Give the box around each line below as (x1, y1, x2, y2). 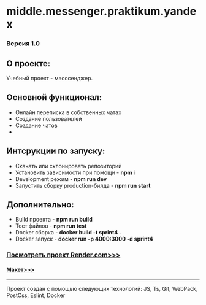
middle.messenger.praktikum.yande (6, 4, 197, 18)
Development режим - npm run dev (15, 175, 107, 182)
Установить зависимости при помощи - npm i (15, 169, 135, 176)
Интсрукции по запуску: (6, 146, 105, 156)
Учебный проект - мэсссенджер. (6, 74, 93, 82)
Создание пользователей (15, 115, 82, 122)
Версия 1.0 (6, 39, 40, 48)
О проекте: (6, 58, 51, 69)
